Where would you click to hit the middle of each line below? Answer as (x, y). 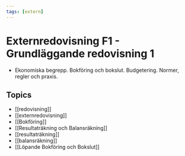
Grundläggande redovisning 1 (80, 53)
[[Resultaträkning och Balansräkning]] (61, 128)
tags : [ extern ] (25, 12)
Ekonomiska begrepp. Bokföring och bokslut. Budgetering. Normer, (97, 70)
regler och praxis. (36, 76)
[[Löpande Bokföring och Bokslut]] (57, 147)
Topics (19, 95)
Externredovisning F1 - (63, 41)
